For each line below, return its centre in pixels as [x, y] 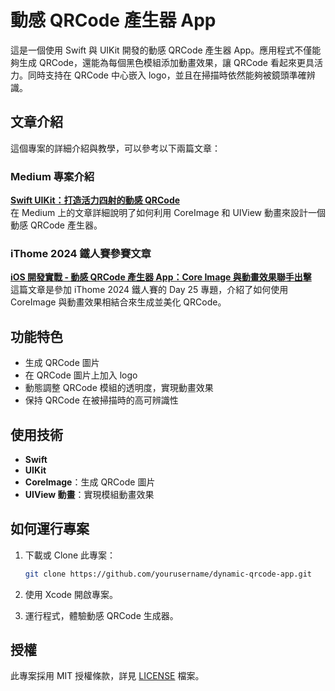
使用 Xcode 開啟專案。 [71, 594]
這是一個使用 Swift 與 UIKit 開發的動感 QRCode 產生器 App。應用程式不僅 [161, 50]
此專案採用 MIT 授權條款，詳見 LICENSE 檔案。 [107, 676]
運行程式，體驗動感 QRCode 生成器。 [101, 615]
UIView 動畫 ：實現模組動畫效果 [89, 494]
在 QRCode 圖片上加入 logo [81, 375]
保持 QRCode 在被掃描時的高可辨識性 [101, 400]
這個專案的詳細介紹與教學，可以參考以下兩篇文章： [115, 148]
